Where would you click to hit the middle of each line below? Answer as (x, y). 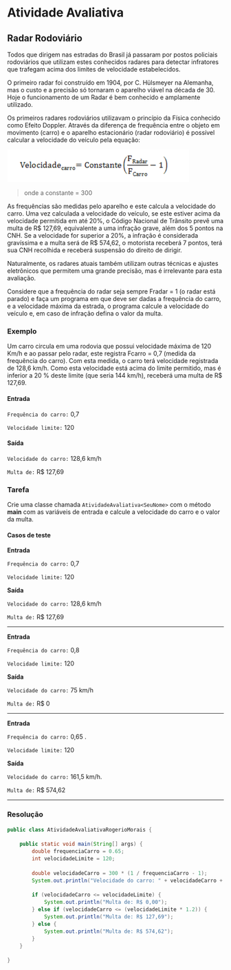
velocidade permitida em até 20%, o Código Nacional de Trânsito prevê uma (115, 221)
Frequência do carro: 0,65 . (47, 737)
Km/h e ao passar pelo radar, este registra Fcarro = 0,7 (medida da (101, 353)
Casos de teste (29, 535)
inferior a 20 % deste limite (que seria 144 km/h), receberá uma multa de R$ (115, 375)
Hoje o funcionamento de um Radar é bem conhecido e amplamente (104, 97)
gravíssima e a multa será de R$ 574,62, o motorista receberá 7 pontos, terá (115, 243)
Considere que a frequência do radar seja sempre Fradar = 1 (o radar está (111, 291)
